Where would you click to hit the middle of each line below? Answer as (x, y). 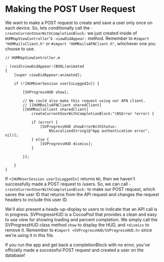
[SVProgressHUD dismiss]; (66, 144)
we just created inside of (112, 33)
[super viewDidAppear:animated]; (48, 75)
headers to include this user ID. (36, 200)
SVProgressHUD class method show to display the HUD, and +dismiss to (77, 225)
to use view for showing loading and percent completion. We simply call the (82, 219)
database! (15, 255)
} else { (40, 139)
